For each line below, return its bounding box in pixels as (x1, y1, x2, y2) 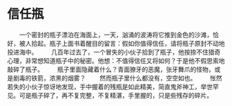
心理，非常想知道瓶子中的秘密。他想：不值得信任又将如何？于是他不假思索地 (7, 56, 225, 64)
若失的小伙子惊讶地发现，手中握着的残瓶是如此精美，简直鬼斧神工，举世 (7, 82, 213, 91)
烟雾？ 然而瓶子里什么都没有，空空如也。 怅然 (67, 73, 222, 82)
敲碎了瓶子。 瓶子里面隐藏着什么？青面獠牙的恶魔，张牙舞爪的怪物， (7, 65, 215, 73)
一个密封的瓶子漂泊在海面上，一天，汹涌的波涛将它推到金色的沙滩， (19, 30, 213, 39)
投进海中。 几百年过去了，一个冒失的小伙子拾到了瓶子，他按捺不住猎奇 (7, 48, 221, 56)
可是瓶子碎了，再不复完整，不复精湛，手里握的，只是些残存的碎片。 (19, 91, 213, 99)
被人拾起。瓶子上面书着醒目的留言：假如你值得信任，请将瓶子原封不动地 (19, 39, 225, 47)
